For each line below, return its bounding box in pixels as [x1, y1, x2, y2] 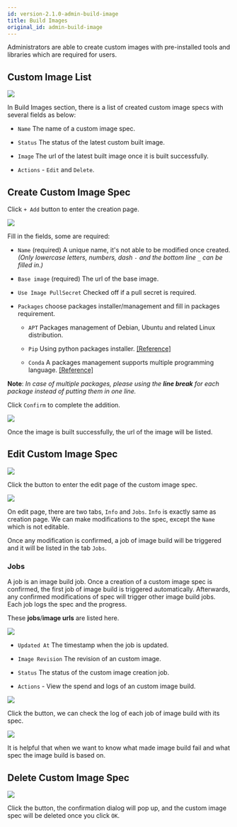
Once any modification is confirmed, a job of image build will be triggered [7, 536, 221, 544]
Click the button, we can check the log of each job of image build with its [7, 709, 220, 718]
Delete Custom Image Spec [7, 772, 129, 784]
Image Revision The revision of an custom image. [17, 655, 161, 663]
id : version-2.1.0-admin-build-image [7, 10, 119, 18]
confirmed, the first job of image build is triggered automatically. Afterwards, [7, 585, 231, 594]
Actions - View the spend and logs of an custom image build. [17, 682, 196, 691]
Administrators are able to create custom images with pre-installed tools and [7, 43, 231, 52]
